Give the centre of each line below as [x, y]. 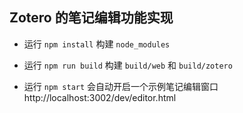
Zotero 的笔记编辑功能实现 [91, 18]
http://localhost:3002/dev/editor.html [100, 97]
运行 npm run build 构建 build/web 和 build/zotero [128, 65]
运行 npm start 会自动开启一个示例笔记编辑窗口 [121, 86]
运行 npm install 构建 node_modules [97, 44]
